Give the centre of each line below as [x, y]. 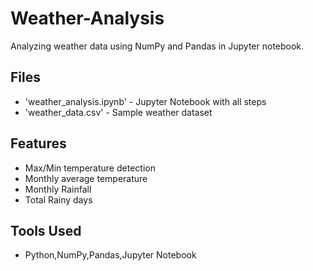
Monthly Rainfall [58, 189]
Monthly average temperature [86, 178]
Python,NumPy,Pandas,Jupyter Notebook [110, 255]
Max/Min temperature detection [90, 168]
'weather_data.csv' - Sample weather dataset [118, 112]
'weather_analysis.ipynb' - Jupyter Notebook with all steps [145, 101]
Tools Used [46, 230]
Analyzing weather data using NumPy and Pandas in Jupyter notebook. [157, 46]
